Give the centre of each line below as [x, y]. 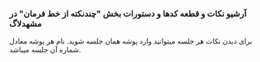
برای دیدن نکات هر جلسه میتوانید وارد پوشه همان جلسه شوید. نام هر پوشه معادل [131, 41]
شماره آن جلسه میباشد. [45, 50]
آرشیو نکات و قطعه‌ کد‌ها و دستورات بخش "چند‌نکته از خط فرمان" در [128, 14]
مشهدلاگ [26, 23]
